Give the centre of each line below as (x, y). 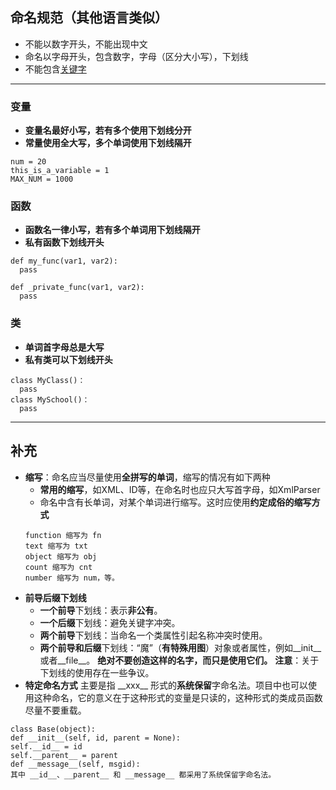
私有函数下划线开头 (64, 242)
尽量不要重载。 (55, 710)
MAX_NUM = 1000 (42, 179)
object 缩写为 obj (61, 556)
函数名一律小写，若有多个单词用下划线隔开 (112, 230)
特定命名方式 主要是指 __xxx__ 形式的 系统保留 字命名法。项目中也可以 (166, 685)
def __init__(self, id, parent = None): (96, 738)
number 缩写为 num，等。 (72, 578)
